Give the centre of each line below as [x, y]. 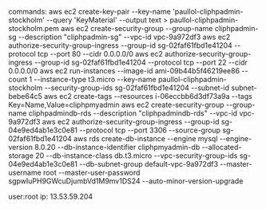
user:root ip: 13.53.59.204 [51, 196]
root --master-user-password [91, 172]
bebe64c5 [25, 96]
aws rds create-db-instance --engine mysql [145, 138]
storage [21, 156]
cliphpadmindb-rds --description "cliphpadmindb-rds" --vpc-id [133, 113]
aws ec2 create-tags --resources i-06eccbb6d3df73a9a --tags [148, 96]
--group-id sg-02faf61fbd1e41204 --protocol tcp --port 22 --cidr [141, 62]
